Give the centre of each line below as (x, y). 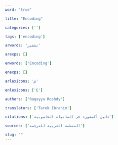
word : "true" (19, 10)
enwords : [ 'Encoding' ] (28, 63)
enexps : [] (16, 72)
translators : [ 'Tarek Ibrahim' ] (38, 108)
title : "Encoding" (24, 19)
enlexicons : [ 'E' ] (24, 90)
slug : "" (14, 135)
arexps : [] (16, 54)
